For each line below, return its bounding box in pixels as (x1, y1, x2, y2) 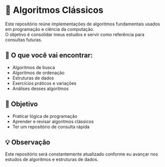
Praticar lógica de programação (12, 113, 78, 119)
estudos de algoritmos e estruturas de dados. (5, 157, 98, 163)
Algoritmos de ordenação (12, 70, 65, 76)
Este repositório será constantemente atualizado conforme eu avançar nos (5, 151, 158, 157)
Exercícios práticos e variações (12, 80, 77, 86)
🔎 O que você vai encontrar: (5, 51, 93, 60)
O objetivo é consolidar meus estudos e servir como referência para (5, 31, 145, 37)
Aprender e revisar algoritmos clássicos (12, 118, 94, 124)
